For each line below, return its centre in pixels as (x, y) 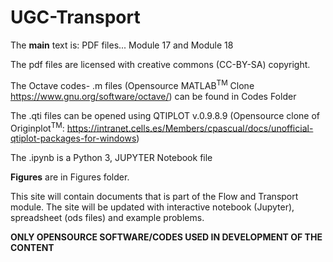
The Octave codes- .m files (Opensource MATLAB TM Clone (132, 84)
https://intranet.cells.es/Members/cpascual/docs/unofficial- (190, 128)
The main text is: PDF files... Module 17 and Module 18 (122, 45)
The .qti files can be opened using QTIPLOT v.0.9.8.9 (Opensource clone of (165, 115)
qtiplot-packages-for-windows (73, 138)
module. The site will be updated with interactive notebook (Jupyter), (152, 207)
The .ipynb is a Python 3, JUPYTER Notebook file (111, 158)
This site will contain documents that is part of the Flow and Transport (154, 197)
